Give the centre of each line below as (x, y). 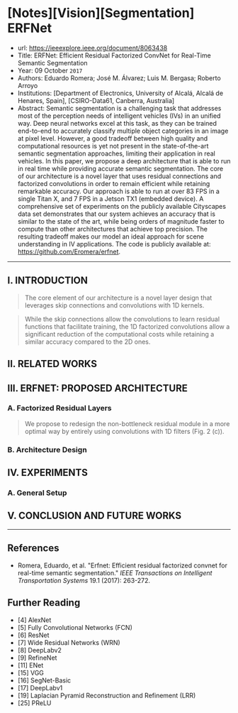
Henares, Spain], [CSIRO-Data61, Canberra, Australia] (96, 100)
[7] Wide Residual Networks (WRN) (69, 642)
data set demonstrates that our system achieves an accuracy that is (117, 214)
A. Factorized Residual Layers (59, 408)
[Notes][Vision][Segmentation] (101, 13)
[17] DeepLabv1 (40, 687)
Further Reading (44, 603)
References (33, 548)
